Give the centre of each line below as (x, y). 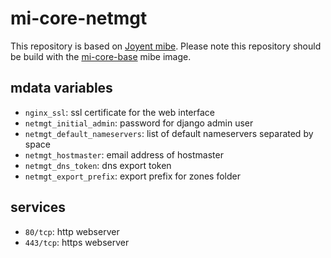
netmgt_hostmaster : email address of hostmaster (124, 154)
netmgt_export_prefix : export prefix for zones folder (132, 176)
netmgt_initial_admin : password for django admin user (139, 123)
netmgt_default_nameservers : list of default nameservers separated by (169, 133)
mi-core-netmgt (79, 18)
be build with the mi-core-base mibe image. (101, 56)
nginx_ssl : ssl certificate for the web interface (119, 112)
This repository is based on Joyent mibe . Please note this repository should (166, 46)
